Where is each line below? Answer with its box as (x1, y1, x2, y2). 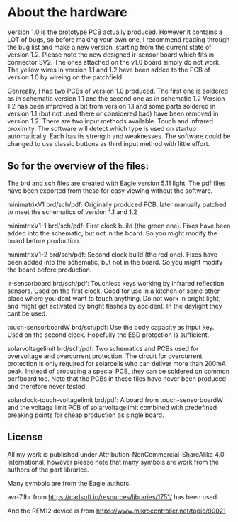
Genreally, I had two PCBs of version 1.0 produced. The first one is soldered (7, 87, 229, 95)
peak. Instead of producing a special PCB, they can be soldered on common (7, 367, 230, 375)
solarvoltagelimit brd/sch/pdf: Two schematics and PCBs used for (7, 344, 200, 352)
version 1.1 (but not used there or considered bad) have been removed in (7, 109, 219, 118)
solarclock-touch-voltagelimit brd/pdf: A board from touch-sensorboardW (7, 395, 223, 404)
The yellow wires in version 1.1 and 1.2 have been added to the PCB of (7, 65, 210, 74)
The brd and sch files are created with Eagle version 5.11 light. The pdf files (7, 179, 226, 187)
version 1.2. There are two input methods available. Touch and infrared (7, 116, 214, 125)
